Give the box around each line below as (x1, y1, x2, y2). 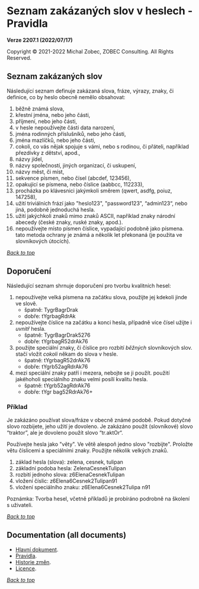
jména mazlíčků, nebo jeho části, (15, 137, 96, 144)
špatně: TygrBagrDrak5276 (24, 331, 91, 338)
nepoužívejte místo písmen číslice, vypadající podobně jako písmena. (15, 224, 184, 232)
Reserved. (7, 54, 32, 61)
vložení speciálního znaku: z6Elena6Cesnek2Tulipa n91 (15, 483, 150, 490)
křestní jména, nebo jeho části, (15, 111, 91, 118)
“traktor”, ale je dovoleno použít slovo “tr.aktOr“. (7, 429, 123, 436)
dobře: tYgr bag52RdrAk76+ (24, 388, 93, 395)
